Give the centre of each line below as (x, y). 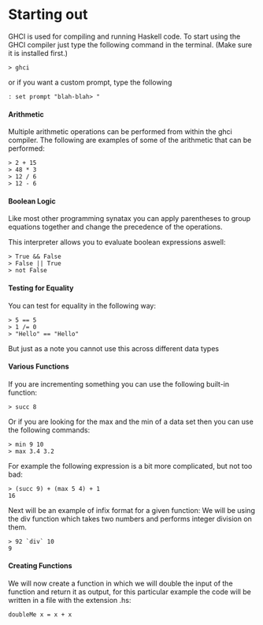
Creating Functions (40, 566)
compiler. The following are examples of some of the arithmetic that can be (130, 140)
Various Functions (39, 367)
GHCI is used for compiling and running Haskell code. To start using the (124, 36)
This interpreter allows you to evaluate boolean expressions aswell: (117, 242)
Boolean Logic (32, 201)
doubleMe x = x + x (40, 614)
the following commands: (49, 430)
